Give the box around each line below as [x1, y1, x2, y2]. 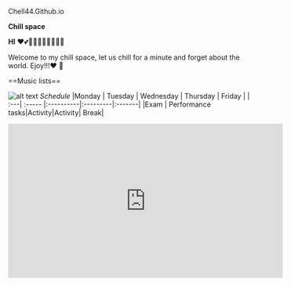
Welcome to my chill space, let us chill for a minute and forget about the [8, 52, 241, 62]
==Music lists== [8, 76, 61, 85]
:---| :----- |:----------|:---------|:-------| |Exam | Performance [8, 100, 212, 109]
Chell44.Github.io [8, 7, 64, 16]
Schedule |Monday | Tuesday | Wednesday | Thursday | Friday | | [39, 92, 250, 100]
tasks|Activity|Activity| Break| [8, 108, 104, 117]
